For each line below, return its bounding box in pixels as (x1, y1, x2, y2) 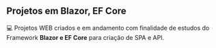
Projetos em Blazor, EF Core (6, 5, 127, 17)
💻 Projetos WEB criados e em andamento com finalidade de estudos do (6, 24, 210, 32)
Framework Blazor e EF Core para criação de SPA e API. (6, 33, 165, 41)
